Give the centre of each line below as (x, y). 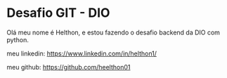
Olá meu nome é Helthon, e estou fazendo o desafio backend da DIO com (113, 32)
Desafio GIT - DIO (58, 13)
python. (18, 39)
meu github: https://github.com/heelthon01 (69, 67)
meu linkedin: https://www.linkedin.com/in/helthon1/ (82, 53)
